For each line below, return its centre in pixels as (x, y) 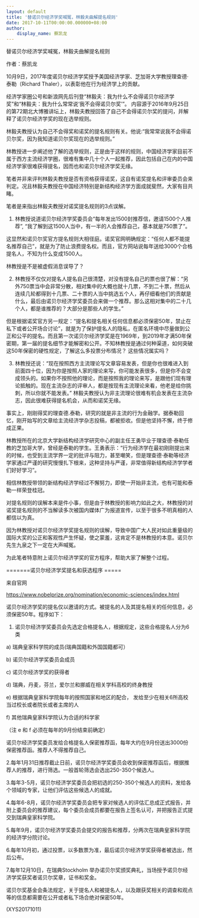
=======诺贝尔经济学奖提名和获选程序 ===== (64, 570)
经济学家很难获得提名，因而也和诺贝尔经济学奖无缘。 (71, 166)
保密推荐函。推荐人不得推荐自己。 (48, 750)
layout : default (26, 12)
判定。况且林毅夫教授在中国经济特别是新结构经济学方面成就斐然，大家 (92, 186)
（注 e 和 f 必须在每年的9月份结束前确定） (57, 730)
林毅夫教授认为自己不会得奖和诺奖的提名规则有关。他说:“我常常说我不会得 (96, 132)
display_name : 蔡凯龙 (42, 34)
